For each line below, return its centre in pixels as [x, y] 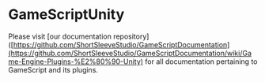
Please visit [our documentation [60, 36]
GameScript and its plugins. [53, 69]
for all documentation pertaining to [201, 61]
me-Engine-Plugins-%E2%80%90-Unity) [76, 61]
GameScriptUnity [66, 15]
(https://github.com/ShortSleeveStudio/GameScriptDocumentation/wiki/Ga [130, 53]
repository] [131, 36]
